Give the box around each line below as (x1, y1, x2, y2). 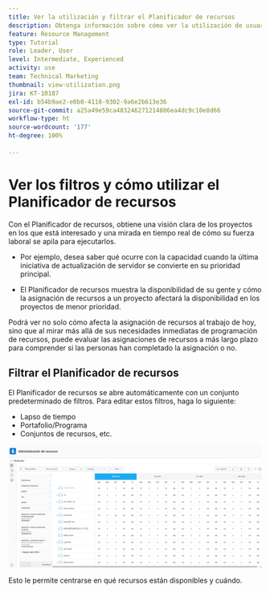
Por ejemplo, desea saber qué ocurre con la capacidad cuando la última (19, 252, 259, 261)
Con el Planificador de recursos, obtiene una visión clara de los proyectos (8, 219, 253, 229)
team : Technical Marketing (8, 72, 99, 80)
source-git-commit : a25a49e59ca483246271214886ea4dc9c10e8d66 (8, 106, 221, 114)
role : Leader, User (8, 47, 74, 55)
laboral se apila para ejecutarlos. (8, 236, 117, 246)
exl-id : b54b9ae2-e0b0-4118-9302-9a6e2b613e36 (8, 97, 167, 106)
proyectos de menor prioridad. (19, 301, 122, 311)
